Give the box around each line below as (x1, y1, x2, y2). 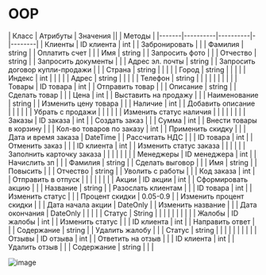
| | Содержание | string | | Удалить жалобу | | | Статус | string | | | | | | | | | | (8, 225, 257, 234)
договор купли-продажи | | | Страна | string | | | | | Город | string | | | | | (8, 64, 246, 74)
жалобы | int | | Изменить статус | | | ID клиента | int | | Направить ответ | (8, 216, 256, 227)
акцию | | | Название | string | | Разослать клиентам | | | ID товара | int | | (8, 183, 253, 192)
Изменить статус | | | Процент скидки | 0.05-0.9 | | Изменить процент (8, 192, 245, 201)
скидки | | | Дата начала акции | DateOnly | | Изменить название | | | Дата (8, 199, 257, 209)
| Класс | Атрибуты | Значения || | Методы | (8, 31, 156, 41)
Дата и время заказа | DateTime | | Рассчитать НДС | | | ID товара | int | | (8, 132, 253, 141)
